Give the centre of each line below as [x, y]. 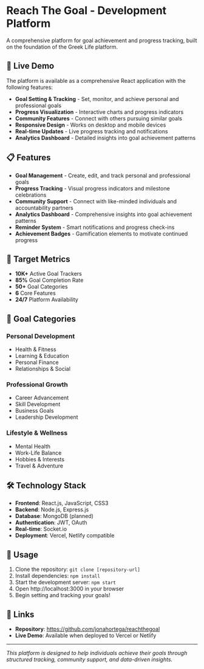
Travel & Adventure [39, 466]
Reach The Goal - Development [87, 11]
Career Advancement [42, 398]
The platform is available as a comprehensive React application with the [96, 80]
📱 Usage [22, 555]
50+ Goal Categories [41, 287]
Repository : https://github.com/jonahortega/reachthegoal [87, 629]
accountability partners [44, 208]
